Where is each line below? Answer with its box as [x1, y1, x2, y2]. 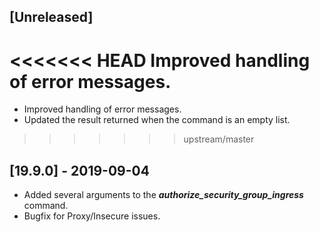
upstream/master [183, 133, 255, 145]
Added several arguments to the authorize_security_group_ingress [23, 189, 304, 201]
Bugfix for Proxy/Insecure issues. [23, 210, 161, 222]
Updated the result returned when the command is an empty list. [23, 114, 291, 126]
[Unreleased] [9, 9, 94, 26]
